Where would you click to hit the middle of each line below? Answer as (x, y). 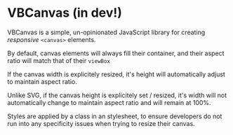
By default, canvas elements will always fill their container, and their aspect (116, 53)
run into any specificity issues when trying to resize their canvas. (101, 123)
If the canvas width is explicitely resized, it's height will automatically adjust (116, 74)
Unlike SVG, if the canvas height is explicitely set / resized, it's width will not (117, 95)
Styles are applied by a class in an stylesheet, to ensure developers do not (115, 116)
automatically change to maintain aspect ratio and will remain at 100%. (109, 102)
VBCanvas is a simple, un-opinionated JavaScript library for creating (106, 32)
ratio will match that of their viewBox (59, 60)
